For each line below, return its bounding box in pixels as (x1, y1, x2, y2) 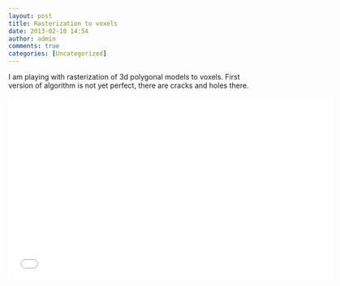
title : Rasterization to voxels (8, 19, 118, 28)
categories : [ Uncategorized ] (8, 50, 107, 58)
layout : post (8, 11, 53, 20)
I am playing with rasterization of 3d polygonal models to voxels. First (8, 72, 240, 81)
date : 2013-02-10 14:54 (8, 27, 89, 35)
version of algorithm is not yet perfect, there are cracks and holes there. (8, 80, 249, 90)
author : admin (8, 34, 57, 43)
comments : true (8, 42, 60, 50)
